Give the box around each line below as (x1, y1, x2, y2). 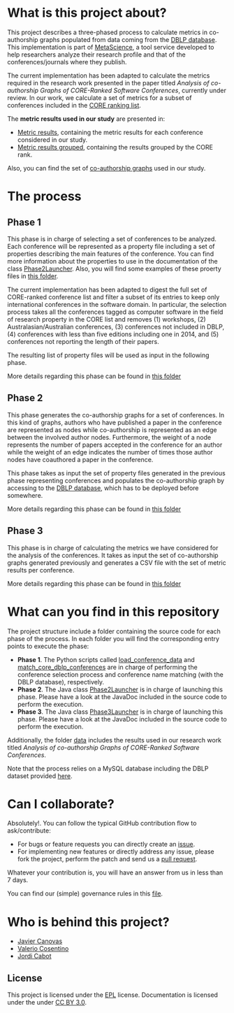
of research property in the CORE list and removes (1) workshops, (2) (7, 315, 206, 323)
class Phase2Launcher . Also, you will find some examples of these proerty (7, 264, 221, 273)
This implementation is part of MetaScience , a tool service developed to (7, 43, 214, 51)
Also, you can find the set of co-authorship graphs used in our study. (7, 164, 206, 172)
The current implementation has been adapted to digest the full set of (7, 285, 207, 294)
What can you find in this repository (7, 603, 220, 619)
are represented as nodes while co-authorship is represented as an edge (7, 425, 217, 434)
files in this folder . (7, 271, 59, 280)
